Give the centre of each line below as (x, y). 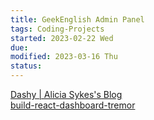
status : (26, 66)
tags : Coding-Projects (57, 29)
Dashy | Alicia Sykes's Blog (66, 94)
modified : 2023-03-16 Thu (64, 57)
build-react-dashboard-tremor (73, 105)
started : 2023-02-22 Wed (62, 38)
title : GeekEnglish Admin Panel (77, 19)
